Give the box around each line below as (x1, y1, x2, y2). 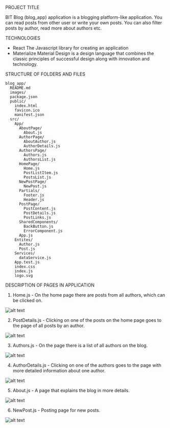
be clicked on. (12, 297, 42, 303)
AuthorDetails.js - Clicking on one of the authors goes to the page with (12, 362, 162, 368)
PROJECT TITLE (5, 5, 40, 10)
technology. (12, 61, 38, 67)
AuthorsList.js (23, 157, 56, 162)
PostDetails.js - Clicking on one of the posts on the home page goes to (12, 317, 162, 323)
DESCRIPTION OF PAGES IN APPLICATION (5, 282, 95, 288)
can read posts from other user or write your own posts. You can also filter (5, 20, 162, 26)
